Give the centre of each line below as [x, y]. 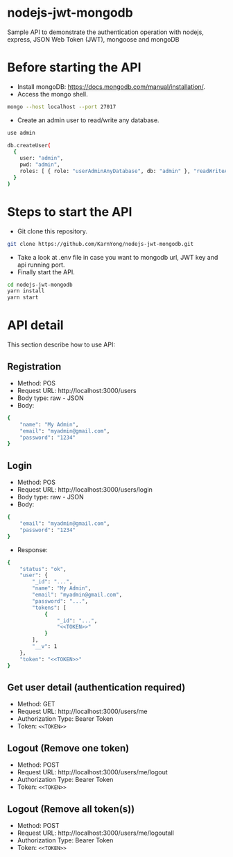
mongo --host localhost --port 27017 [62, 107]
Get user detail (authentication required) [96, 687]
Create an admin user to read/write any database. [88, 120]
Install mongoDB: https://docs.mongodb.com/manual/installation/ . [111, 86]
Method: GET [36, 704]
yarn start [23, 298]
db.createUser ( [29, 145]
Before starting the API [74, 68]
